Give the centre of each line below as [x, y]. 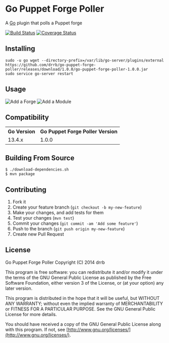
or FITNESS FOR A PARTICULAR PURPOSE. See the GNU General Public [80, 309]
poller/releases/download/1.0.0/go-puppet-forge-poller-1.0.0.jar [77, 69]
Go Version [22, 131]
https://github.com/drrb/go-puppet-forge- [51, 65]
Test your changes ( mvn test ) [43, 218]
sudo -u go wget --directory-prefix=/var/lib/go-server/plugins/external [85, 60]
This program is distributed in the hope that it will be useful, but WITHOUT [82, 298]
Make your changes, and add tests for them [58, 213]
